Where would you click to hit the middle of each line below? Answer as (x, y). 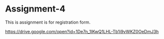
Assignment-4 (35, 9)
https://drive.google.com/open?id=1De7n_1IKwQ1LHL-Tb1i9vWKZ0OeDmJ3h (82, 31)
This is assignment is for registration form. (48, 22)
